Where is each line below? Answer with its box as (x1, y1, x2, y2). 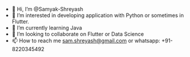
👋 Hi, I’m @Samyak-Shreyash (11, 6, 84, 12)
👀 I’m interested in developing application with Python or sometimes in (11, 12, 184, 19)
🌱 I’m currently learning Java (11, 24, 83, 31)
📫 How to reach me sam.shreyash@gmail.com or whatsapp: (11, 37, 160, 44)
